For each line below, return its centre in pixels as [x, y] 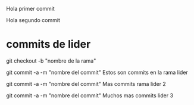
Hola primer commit [30, 9]
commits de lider [48, 44]
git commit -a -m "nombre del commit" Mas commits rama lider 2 [86, 84]
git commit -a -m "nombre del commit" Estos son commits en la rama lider [97, 72]
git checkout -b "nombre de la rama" [51, 61]
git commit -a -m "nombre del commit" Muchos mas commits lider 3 [90, 95]
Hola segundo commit [33, 20]
